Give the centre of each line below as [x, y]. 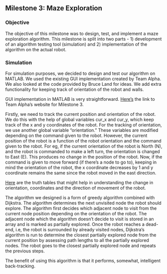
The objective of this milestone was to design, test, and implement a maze [82, 33]
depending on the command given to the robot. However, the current [76, 135]
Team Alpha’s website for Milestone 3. [44, 104]
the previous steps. [25, 251]
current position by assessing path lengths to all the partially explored [77, 240]
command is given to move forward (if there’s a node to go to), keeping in [81, 162]
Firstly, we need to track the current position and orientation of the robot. [80, 114]
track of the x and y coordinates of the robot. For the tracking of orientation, [83, 124]
